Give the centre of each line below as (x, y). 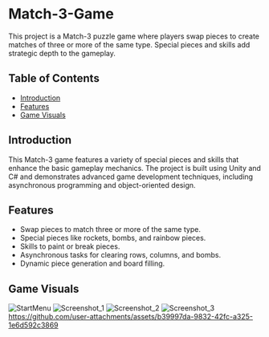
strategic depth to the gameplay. (62, 53)
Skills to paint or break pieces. (70, 246)
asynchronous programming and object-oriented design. (102, 185)
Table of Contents (54, 78)
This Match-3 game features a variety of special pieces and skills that (124, 159)
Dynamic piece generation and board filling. (92, 264)
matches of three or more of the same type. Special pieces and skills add (129, 44)
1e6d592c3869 (33, 325)
